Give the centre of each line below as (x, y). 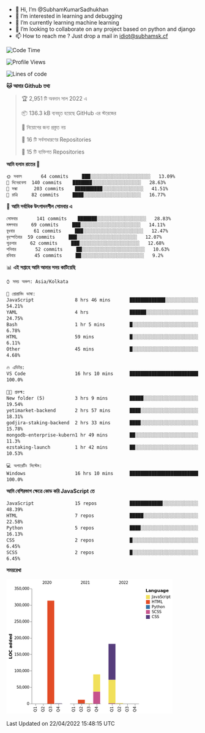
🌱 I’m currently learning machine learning (67, 22)
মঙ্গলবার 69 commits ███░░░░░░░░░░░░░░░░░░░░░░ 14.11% (86, 225)
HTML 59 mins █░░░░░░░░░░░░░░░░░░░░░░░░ (102, 337)
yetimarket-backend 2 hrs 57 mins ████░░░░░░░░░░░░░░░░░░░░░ (102, 411)
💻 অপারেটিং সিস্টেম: (24, 466)
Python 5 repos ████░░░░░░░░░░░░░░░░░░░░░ (102, 528)
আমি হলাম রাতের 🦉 (23, 164)
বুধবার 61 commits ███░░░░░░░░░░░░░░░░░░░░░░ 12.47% (87, 231)
